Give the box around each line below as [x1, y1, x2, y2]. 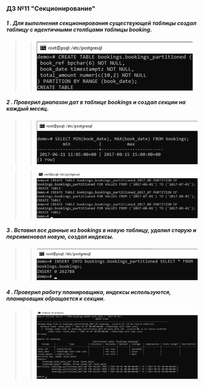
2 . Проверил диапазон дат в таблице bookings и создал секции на [6, 98, 186, 106]
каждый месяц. [6, 105, 49, 112]
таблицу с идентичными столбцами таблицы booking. [6, 26, 152, 33]
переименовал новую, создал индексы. [6, 233, 114, 240]
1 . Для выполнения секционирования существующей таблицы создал [6, 19, 197, 27]
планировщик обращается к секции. [6, 295, 105, 302]
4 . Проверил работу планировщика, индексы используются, [6, 289, 171, 295]
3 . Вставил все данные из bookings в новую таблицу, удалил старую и [6, 226, 197, 233]
